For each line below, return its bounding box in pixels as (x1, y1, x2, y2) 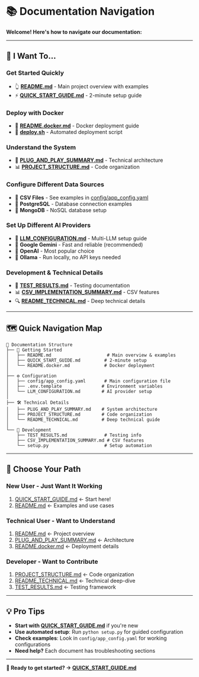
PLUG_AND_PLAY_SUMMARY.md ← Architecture (14, 536, 134, 543)
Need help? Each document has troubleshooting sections (14, 647, 156, 654)
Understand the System (6, 143, 76, 151)
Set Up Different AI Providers (6, 221, 91, 229)
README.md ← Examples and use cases (14, 502, 114, 509)
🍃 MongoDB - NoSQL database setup (14, 206, 107, 213)
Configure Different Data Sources (6, 180, 105, 189)
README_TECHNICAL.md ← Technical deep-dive (14, 577, 136, 585)
